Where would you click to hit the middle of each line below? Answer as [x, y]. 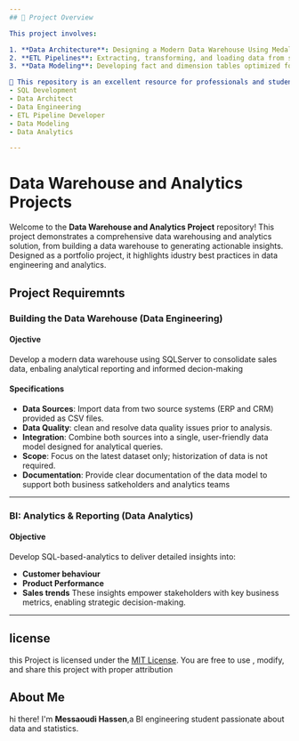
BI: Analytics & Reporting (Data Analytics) [101, 515]
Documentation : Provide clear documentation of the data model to [145, 475]
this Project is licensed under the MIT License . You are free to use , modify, [147, 660]
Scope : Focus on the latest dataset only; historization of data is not [145, 455]
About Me [37, 698]
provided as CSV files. [63, 418]
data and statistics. [44, 728]
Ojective [25, 340]
